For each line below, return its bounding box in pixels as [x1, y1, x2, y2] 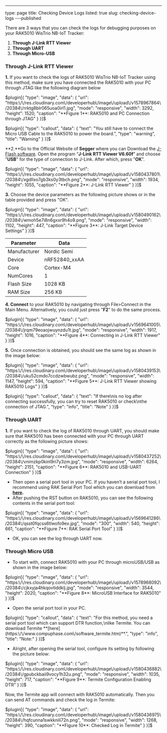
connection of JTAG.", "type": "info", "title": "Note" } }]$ [5, 404, 119, 410]
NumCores [7, 273, 33, 280]
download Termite [5, 625, 42, 631]
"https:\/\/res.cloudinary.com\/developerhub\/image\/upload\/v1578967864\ [5, 100, 161, 106]
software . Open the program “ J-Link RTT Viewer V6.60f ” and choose [17, 151, 161, 157]
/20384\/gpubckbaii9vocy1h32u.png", [5, 671, 83, 677]
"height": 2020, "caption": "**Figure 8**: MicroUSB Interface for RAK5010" [5, 590, 162, 596]
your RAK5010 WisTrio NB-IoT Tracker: [5, 30, 84, 36]
